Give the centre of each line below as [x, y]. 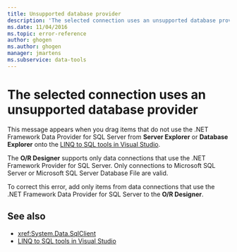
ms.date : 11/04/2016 [38, 27]
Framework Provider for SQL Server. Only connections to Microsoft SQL [111, 165]
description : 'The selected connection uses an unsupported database [112, 20]
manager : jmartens [34, 54]
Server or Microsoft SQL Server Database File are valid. [88, 173]
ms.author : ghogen [34, 47]
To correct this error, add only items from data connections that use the [111, 186]
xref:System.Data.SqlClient [57, 233]
